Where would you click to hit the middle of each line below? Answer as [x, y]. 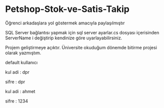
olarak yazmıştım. [23, 53]
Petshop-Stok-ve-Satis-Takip [67, 9]
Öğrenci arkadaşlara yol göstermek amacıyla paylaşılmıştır [65, 23]
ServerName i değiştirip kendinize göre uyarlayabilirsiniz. [64, 38]
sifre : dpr [15, 82]
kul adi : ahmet [20, 91]
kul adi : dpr [17, 72]
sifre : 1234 [17, 101]
